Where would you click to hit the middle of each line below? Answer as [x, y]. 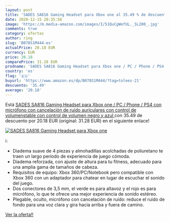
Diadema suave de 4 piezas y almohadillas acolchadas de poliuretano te [88, 151]
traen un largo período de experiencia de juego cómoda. [71, 156]
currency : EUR [20, 52]
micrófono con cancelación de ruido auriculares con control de [71, 110]
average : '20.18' [24, 90]
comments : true [21, 29]
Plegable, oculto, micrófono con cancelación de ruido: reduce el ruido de [89, 199]
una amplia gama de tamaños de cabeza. [55, 167]
